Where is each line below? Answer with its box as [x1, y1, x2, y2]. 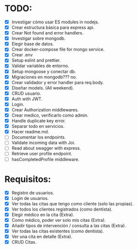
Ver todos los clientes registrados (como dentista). [11, 206, 113, 212]
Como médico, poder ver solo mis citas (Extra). [11, 217, 106, 223]
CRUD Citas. [11, 239, 37, 245]
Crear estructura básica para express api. [11, 25, 95, 30]
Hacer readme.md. [11, 129, 49, 135]
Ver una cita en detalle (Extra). [11, 234, 73, 239]
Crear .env [11, 52, 33, 58]
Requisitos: [4, 174, 51, 185]
